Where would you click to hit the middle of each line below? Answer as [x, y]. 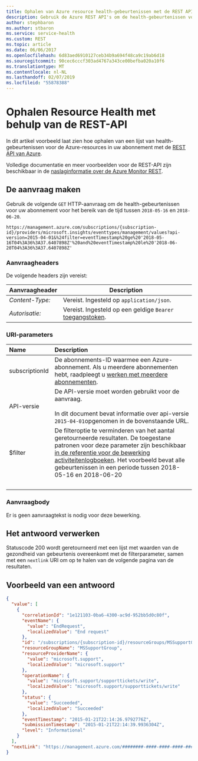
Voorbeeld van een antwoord [60, 585]
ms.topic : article [29, 45]
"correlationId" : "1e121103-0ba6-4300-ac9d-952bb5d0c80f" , [95, 615]
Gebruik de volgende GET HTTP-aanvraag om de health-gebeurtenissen [93, 204]
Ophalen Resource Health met [81, 112]
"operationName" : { [45, 675]
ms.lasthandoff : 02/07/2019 [41, 77]
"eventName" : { [40, 621]
